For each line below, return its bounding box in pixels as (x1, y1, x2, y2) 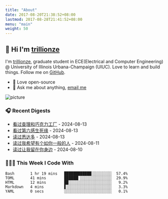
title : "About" (5, 7, 37, 13)
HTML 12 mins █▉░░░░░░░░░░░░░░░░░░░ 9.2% (5, 180, 128, 185)
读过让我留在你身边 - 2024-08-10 (12, 146, 82, 152)
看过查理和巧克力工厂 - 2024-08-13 (12, 121, 87, 127)
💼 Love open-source (12, 79, 56, 85)
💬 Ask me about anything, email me (12, 84, 87, 90)
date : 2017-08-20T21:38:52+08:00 (5, 12, 76, 17)
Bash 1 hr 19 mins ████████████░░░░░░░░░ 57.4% (5, 171, 128, 176)
